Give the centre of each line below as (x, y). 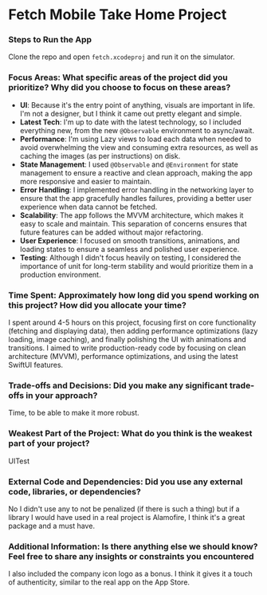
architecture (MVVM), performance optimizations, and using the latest (124, 357)
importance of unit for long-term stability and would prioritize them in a (136, 266)
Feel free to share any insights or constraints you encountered (131, 556)
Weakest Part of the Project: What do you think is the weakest (130, 434)
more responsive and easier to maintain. (86, 181)
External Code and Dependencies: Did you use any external (126, 482)
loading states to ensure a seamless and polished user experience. (130, 249)
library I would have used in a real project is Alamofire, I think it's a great (127, 517)
